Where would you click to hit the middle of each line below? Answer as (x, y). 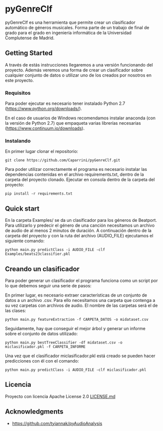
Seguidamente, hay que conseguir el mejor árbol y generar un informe (75, 328)
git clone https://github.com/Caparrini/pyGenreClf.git (63, 160)
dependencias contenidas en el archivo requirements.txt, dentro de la (74, 174)
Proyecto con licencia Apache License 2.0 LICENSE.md (60, 396)
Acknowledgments (34, 412)
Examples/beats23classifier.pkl (38, 254)
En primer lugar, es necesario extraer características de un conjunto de (76, 295)
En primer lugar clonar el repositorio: (42, 151)
